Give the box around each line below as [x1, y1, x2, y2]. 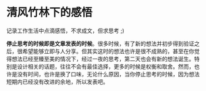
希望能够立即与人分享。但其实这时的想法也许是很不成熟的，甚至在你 [22, 47, 194, 55]
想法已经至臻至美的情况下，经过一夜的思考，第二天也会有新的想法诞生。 [11, 55, 194, 62]
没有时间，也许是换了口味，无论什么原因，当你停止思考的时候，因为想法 [17, 70, 200, 78]
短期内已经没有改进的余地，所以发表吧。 [6, 78, 109, 86]
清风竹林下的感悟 [6, 5, 93, 20]
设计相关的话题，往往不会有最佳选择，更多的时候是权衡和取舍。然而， [17, 62, 194, 70]
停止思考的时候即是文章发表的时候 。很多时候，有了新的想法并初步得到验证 [6, 40, 194, 47]
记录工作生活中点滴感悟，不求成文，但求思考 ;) [6, 27, 124, 34]
